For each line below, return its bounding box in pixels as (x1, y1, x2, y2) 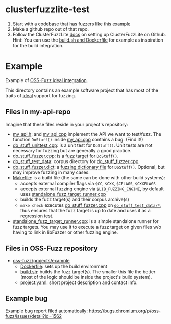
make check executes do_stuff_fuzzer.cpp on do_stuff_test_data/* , (20, 201, 162, 208)
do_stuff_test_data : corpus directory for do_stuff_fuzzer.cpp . (12, 158, 140, 165)
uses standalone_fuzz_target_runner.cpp (20, 191, 106, 197)
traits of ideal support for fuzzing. (5, 92, 76, 98)
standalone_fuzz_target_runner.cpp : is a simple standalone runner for (12, 218, 159, 224)
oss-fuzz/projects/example (12, 257, 70, 264)
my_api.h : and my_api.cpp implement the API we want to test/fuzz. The (12, 131, 162, 137)
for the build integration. (12, 42, 64, 48)
